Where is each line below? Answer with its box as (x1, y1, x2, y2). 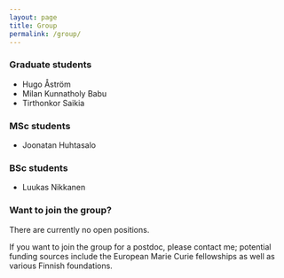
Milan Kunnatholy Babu (21, 88, 107, 98)
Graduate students (9, 58, 92, 71)
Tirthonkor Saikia (21, 97, 85, 108)
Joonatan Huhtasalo (21, 139, 96, 151)
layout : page (9, 12, 58, 22)
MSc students (9, 120, 71, 132)
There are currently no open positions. (9, 224, 150, 235)
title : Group (9, 21, 58, 30)
